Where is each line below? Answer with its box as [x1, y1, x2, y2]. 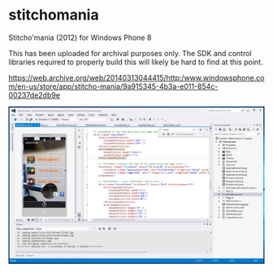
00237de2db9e [8, 90, 61, 99]
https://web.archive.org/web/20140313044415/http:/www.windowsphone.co [8, 72, 265, 82]
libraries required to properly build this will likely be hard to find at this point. [8, 57, 263, 67]
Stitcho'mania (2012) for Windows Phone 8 [8, 33, 152, 42]
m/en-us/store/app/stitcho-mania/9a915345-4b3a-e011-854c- [8, 81, 219, 91]
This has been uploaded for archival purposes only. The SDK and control [8, 48, 252, 58]
